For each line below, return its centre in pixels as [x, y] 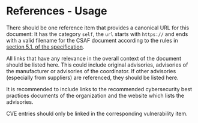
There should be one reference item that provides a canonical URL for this [98, 28]
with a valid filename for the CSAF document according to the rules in [92, 40]
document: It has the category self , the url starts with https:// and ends [97, 34]
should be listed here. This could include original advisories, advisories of [97, 65]
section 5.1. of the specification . [45, 47]
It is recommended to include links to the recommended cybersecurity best [99, 89]
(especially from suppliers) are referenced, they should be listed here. [92, 77]
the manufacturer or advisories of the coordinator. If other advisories [91, 71]
